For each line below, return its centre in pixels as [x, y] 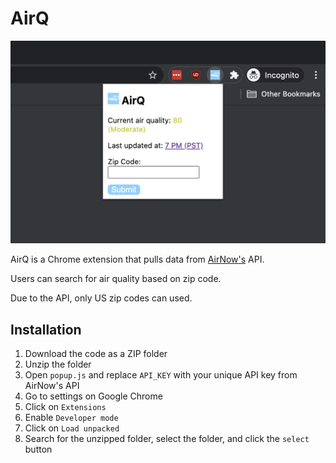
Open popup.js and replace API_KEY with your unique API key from [161, 375]
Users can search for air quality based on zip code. [116, 279]
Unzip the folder [58, 364]
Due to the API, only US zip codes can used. [101, 298]
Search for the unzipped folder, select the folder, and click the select [167, 439]
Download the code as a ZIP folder [96, 354]
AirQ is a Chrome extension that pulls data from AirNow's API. [137, 259]
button [38, 449]
